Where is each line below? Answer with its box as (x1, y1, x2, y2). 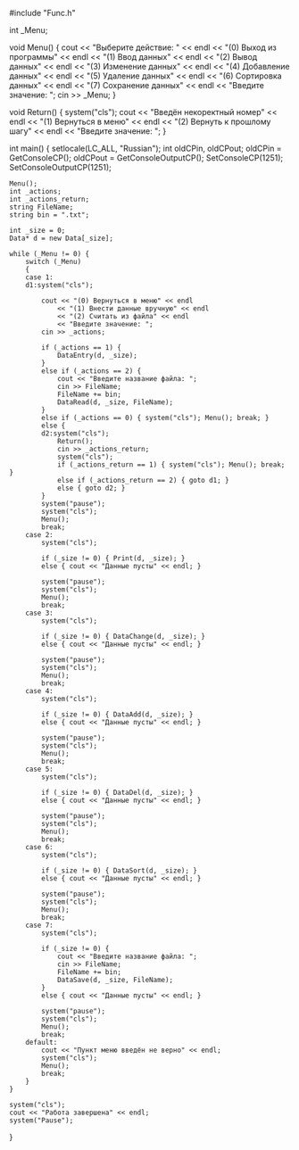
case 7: (25, 921, 54, 930)
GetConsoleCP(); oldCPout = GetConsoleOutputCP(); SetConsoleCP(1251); (9, 153, 284, 163)
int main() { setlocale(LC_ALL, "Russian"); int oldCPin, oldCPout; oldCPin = (9, 143, 283, 153)
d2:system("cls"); (41, 429, 110, 438)
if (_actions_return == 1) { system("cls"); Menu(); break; (56, 460, 286, 469)
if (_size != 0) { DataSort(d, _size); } (41, 866, 198, 875)
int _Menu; (9, 25, 48, 35)
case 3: (25, 608, 54, 617)
